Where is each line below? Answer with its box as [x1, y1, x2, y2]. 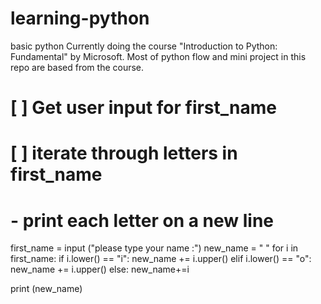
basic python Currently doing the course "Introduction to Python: [10, 40, 278, 52]
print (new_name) [10, 283, 83, 295]
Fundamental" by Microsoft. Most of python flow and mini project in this [10, 50, 307, 62]
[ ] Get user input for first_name [10, 97, 278, 119]
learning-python [10, 7, 150, 30]
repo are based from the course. [10, 61, 145, 73]
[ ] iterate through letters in [10, 142, 238, 165]
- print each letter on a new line [10, 209, 275, 232]
